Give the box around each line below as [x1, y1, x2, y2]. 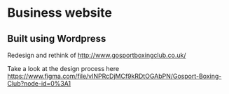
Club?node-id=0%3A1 [7, 79, 71, 88]
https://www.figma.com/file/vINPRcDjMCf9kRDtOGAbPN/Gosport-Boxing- [7, 72, 222, 80]
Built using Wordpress [7, 33, 106, 45]
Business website [7, 5, 113, 21]
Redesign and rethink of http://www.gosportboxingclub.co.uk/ [7, 51, 186, 59]
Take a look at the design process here [7, 65, 120, 72]
